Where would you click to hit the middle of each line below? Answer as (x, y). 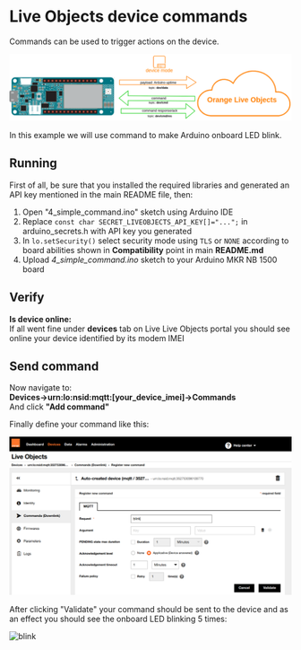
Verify (27, 298)
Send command (54, 367)
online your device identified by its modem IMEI (97, 338)
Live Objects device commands (129, 17)
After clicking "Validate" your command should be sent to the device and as (149, 609)
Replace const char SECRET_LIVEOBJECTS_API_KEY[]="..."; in (135, 221)
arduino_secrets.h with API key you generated (107, 231)
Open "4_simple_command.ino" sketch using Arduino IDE (128, 212)
